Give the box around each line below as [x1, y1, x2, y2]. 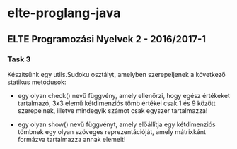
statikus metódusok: [7, 78, 67, 86]
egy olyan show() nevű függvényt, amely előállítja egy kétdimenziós [17, 120, 216, 129]
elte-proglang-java [7, 5, 121, 21]
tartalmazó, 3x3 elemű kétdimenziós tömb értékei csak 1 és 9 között [17, 99, 216, 107]
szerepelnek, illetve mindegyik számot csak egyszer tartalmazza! [17, 106, 208, 114]
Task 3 [7, 54, 31, 64]
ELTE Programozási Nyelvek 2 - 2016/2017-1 [7, 33, 207, 45]
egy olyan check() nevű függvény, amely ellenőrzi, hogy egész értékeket [17, 91, 230, 100]
